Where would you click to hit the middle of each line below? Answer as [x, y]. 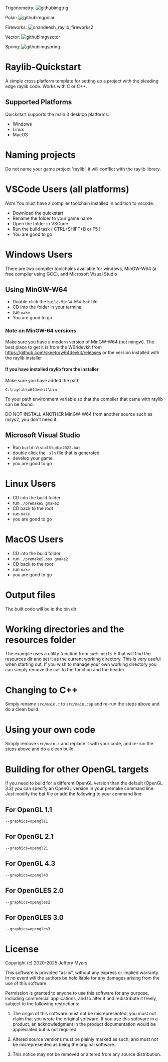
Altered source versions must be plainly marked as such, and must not [85, 1039]
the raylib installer [24, 358]
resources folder [41, 640]
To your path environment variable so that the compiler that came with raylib [84, 399]
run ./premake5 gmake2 [36, 503]
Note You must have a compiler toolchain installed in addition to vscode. [80, 203]
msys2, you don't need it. [31, 419]
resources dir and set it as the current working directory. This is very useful [83, 659]
